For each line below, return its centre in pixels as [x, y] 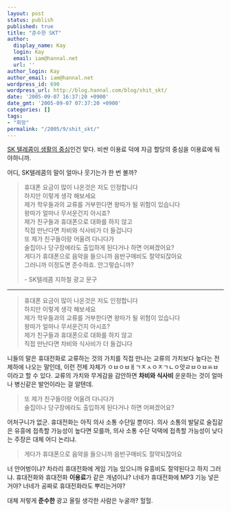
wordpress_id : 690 [33, 84]
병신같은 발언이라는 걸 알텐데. [54, 384]
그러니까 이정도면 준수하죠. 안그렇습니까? [79, 265]
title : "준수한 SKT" [34, 33]
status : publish [30, 20]
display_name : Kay [40, 46]
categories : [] [29, 110]
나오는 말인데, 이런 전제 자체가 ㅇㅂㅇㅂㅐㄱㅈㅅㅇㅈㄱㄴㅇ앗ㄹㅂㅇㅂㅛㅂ [122, 367]
